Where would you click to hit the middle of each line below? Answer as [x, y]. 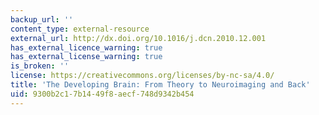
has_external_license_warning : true [86, 57]
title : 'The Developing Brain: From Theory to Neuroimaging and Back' [160, 85]
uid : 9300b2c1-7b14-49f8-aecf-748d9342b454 [102, 94]
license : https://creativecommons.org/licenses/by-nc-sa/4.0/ [142, 76]
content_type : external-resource [80, 29]
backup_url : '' [42, 19]
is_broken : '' [40, 66]
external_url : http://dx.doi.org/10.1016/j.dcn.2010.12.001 [138, 38]
